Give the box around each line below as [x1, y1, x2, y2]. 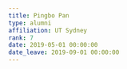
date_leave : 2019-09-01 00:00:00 [8, 48, 120, 56]
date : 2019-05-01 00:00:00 [8, 41, 98, 49]
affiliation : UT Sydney [8, 26, 88, 34]
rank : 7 [8, 33, 34, 42]
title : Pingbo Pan [8, 11, 69, 20]
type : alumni [8, 19, 52, 27]
